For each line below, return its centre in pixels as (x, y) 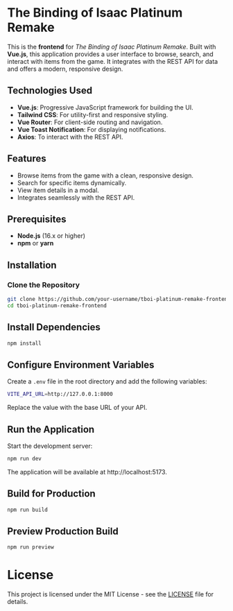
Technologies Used (50, 91)
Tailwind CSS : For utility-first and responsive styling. (93, 114)
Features (27, 158)
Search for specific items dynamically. (72, 182)
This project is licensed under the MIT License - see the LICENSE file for (110, 594)
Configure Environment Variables (81, 364)
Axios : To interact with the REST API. (70, 137)
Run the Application (51, 429)
